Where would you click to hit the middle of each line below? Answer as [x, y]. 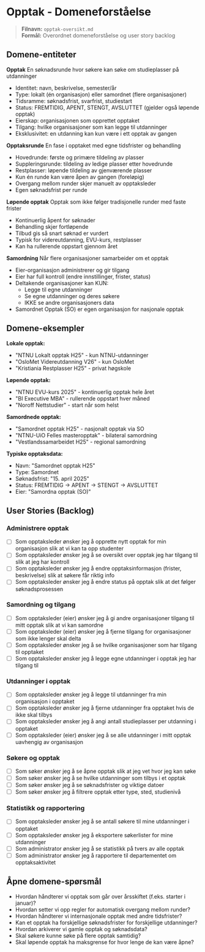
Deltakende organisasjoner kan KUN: [62, 283]
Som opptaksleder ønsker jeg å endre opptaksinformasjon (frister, [98, 569]
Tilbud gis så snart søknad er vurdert [62, 233]
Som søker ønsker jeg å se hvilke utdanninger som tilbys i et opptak [100, 778]
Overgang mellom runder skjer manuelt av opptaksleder [86, 183]
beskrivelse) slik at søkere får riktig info [65, 575]
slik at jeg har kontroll [42, 562]
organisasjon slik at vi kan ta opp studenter [69, 548]
